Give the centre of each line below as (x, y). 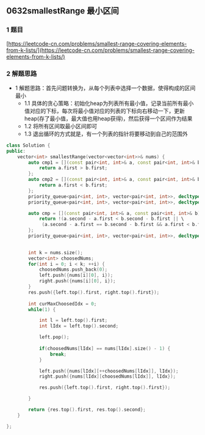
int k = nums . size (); (56, 252)
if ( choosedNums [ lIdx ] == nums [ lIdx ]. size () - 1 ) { (105, 348)
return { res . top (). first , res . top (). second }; (87, 410)
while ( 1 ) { (42, 309)
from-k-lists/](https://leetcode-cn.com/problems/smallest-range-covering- (101, 50)
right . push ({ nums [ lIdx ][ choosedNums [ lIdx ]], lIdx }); (107, 377)
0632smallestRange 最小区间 (63, 11)
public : (16, 151)
